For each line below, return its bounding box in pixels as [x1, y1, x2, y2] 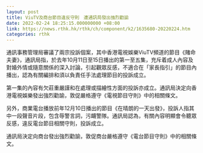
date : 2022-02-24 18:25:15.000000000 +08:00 [6, 20, 120, 26]
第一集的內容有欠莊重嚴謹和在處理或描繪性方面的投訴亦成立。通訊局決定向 [6, 84, 192, 91]
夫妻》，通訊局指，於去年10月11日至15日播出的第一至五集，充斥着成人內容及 [6, 56, 193, 63]
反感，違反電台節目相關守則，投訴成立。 [6, 120, 107, 127]
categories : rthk [6, 31, 50, 37]
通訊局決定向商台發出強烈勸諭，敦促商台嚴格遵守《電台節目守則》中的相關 [6, 132, 192, 140]
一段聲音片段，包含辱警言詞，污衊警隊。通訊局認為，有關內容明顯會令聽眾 [11, 112, 197, 120]
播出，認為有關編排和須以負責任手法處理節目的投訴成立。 [6, 71, 149, 79]
